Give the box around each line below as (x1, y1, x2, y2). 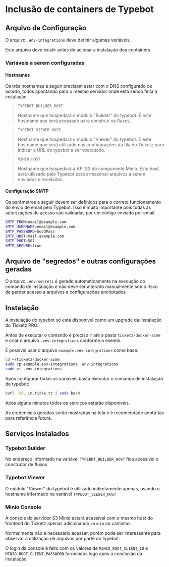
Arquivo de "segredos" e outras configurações (5, 257, 156, 265)
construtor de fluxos (5, 462, 47, 468)
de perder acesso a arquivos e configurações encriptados (5, 289, 126, 295)
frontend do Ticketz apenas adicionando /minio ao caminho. (5, 520, 131, 526)
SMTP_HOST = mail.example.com (5, 234, 65, 239)
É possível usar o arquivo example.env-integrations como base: (5, 347, 139, 354)
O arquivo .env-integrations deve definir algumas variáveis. (5, 37, 131, 43)
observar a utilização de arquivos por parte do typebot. (5, 535, 120, 541)
